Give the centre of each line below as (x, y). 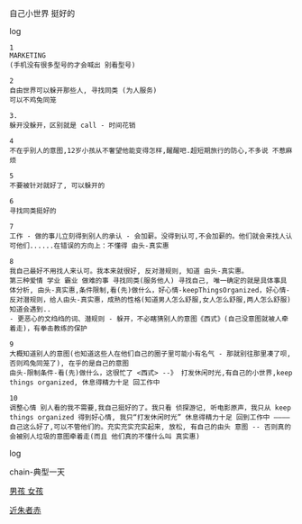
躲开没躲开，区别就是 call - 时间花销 (73, 125)
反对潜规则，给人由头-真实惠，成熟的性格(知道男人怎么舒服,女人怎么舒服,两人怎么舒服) (150, 300)
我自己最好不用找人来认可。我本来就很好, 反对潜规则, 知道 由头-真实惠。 (129, 271)
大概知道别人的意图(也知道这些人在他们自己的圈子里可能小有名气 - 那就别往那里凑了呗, (150, 354)
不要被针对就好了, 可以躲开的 (57, 185)
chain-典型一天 (37, 472)
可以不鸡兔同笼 (33, 100)
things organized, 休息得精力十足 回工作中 (85, 383)
